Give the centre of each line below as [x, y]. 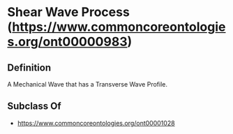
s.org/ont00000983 [67, 42]
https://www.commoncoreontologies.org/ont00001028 [96, 123]
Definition [29, 67]
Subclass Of [34, 106]
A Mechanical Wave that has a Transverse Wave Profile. [87, 84]
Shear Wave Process [69, 12]
